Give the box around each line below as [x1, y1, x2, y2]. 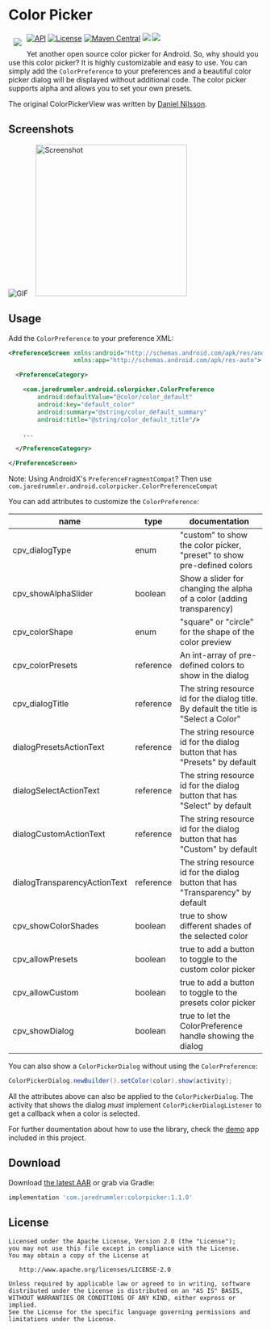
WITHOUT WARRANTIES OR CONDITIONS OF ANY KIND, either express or [8, 1294, 236, 1302]
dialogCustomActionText [12, 828, 106, 840]
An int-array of [180, 650, 237, 661]
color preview [180, 637, 232, 648]
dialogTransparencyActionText [12, 877, 127, 888]
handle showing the [180, 1030, 255, 1042]
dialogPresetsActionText [12, 742, 105, 753]
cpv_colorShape [12, 626, 73, 638]
